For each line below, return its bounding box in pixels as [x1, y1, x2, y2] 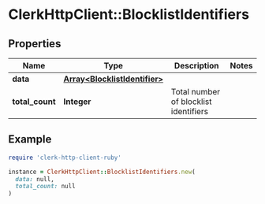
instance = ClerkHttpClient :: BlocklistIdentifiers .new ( [8, 168, 196, 176]
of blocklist [170, 96, 212, 107]
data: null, [15, 175, 55, 183]
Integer [63, 96, 91, 107]
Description [174, 61, 219, 71]
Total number [170, 87, 221, 97]
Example [8, 132, 52, 147]
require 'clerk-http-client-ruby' [8, 154, 122, 161]
